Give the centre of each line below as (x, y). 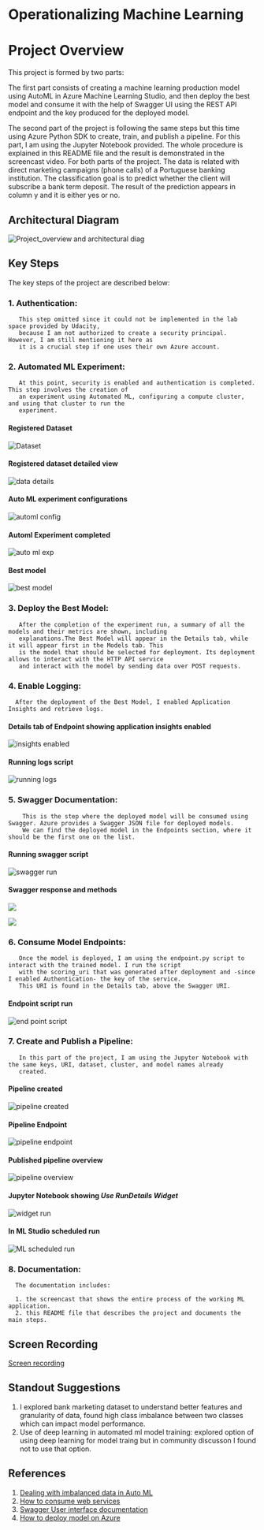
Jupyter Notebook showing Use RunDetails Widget (93, 1196)
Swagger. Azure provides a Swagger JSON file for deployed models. (121, 823)
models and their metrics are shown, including (88, 631)
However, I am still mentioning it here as (81, 341)
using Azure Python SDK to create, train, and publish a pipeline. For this (124, 136)
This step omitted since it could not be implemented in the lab (128, 320)
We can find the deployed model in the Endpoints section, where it (137, 830)
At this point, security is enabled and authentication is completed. (137, 383)
